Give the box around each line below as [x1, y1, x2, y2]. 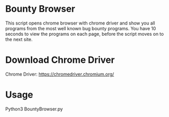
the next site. [5, 36, 33, 42]
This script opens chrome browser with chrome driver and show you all [5, 20, 155, 26]
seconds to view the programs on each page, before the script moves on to [5, 31, 164, 37]
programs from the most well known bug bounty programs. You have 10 [5, 25, 156, 31]
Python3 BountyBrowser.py [5, 106, 63, 112]
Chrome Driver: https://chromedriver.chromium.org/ [5, 71, 114, 77]
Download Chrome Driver [5, 54, 115, 66]
